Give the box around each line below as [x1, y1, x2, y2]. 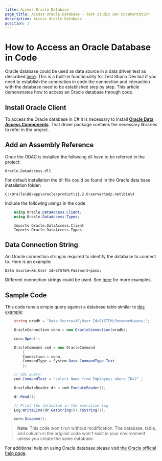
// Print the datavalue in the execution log [14, 403, 109, 408]
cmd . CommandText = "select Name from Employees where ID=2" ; [14, 377, 143, 382]
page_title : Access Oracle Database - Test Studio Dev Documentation [5, 12, 150, 17]
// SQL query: [14, 372, 43, 377]
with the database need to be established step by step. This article [5, 84, 139, 90]
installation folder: [5, 182, 42, 188]
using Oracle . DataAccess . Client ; [14, 210, 82, 215]
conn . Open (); [14, 336, 41, 341]
